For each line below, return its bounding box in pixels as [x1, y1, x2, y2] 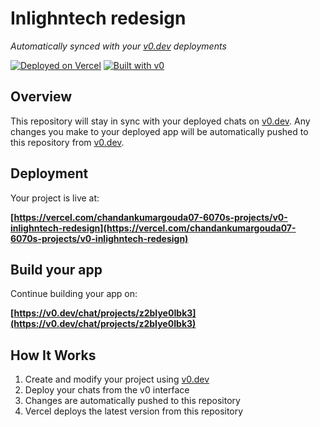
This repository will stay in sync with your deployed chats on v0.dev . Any [10, 115, 311, 127]
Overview [10, 88, 73, 106]
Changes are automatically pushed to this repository [24, 395, 241, 407]
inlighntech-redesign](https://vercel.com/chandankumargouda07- [10, 222, 297, 234]
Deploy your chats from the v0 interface [24, 384, 190, 396]
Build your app [10, 261, 103, 278]
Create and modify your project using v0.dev [24, 373, 210, 386]
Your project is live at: [10, 192, 100, 204]
